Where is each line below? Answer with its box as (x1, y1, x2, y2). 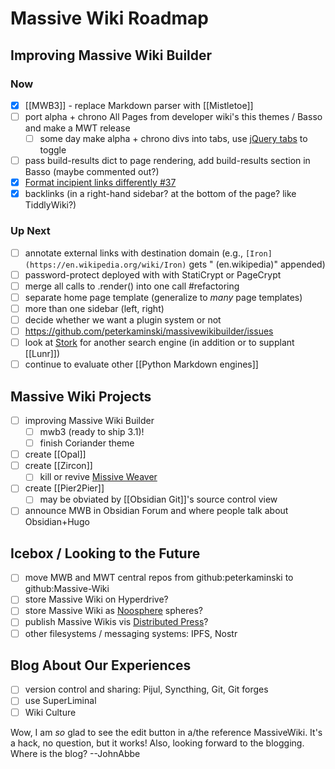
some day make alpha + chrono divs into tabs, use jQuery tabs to (39, 133, 308, 144)
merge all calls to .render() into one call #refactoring (24, 280, 240, 292)
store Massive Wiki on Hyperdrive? (24, 593, 169, 606)
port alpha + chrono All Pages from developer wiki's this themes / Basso (24, 110, 323, 122)
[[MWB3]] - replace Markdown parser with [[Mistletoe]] (24, 99, 254, 111)
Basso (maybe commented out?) (24, 166, 160, 178)
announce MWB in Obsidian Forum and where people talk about (24, 505, 289, 517)
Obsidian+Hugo (24, 516, 90, 528)
